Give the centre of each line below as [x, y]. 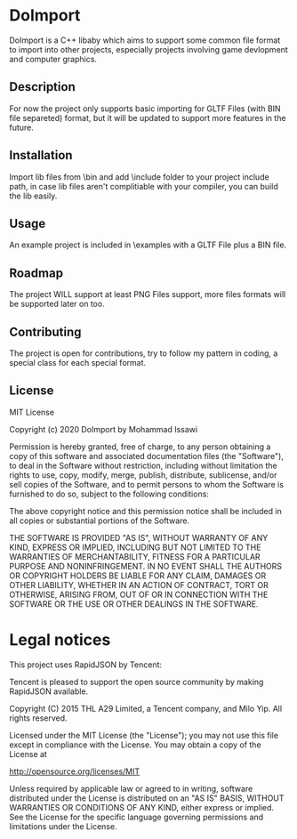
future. [21, 127]
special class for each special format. [78, 363]
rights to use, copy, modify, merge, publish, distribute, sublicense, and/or [143, 475]
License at [28, 754]
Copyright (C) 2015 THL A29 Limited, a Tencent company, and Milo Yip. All [146, 708]
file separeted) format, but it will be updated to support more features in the [148, 117]
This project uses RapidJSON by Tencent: [86, 665]
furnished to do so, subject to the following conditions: [109, 494]
